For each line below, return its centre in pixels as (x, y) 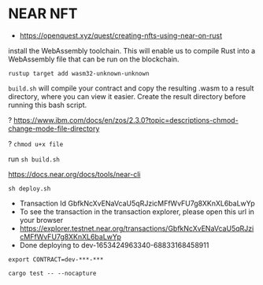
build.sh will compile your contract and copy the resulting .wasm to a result (131, 88)
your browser (41, 220)
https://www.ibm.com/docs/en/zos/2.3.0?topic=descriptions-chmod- (126, 120)
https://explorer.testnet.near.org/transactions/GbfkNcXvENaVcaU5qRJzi (137, 228)
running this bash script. (48, 105)
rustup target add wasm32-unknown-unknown (79, 73)
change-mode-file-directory (54, 128)
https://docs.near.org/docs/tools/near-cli (74, 174)
